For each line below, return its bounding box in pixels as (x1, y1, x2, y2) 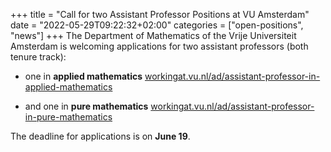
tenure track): (10, 51, 67, 63)
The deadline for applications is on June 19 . (10, 130, 191, 142)
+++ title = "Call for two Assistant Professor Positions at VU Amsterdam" (10, 9, 310, 20)
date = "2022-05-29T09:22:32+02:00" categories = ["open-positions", (10, 19, 304, 31)
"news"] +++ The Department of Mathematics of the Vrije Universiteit (10, 30, 297, 41)
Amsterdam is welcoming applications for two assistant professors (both (10, 40, 309, 52)
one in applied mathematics (24, 70, 143, 82)
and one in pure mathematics (24, 100, 149, 112)
